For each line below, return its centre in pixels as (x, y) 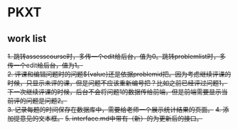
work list (27, 39)
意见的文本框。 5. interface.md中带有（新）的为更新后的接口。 (111, 118)
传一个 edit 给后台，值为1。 (45, 65)
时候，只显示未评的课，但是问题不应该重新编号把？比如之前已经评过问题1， (118, 83)
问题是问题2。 (47, 101)
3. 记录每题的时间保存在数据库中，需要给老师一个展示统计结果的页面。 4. (114, 110)
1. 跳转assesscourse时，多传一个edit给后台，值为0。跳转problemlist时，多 (117, 56)
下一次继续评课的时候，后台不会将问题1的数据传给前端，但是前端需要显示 (114, 92)
